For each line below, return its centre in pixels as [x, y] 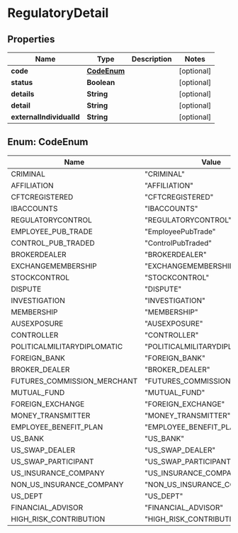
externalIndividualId [45, 117]
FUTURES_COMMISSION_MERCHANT [74, 381]
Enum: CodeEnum [48, 142]
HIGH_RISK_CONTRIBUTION [58, 519]
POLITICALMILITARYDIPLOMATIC [67, 346]
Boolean [101, 82]
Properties [31, 39]
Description [152, 59]
